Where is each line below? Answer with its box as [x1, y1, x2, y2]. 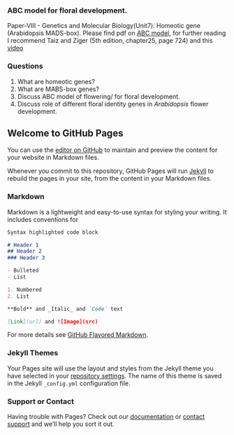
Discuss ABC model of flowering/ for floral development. [17, 92, 180, 100]
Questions [7, 62, 43, 71]
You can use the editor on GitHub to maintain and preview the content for [7, 146, 218, 154]
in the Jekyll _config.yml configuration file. [7, 379, 131, 387]
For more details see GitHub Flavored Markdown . [7, 331, 149, 339]
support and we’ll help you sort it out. [7, 420, 115, 429]
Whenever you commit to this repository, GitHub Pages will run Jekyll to [7, 167, 214, 175]
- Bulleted [7, 267, 39, 275]
